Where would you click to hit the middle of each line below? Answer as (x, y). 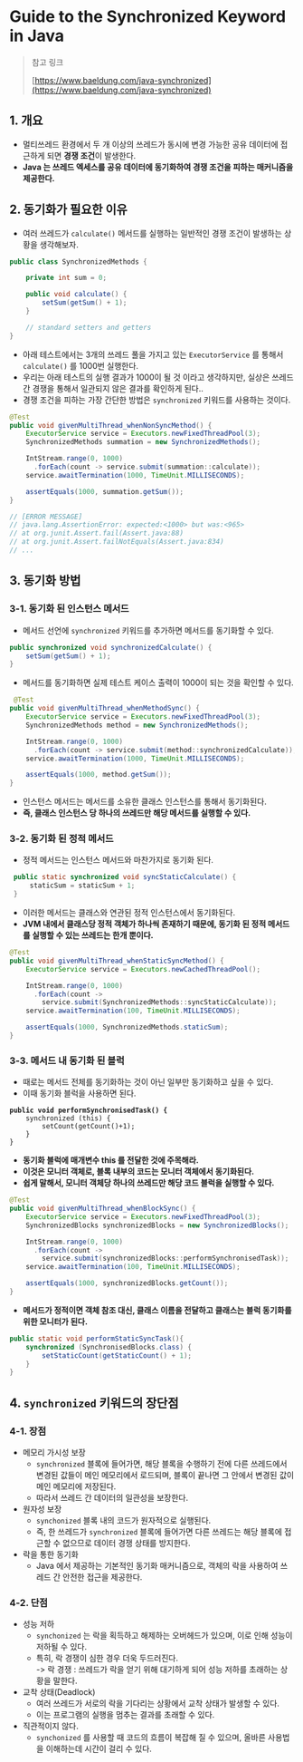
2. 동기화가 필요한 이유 (69, 210)
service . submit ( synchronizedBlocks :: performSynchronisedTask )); (166, 1259)
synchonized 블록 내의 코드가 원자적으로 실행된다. (123, 1521)
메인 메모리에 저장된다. (76, 1486)
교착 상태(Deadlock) (59, 1692)
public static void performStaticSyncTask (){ (96, 1339)
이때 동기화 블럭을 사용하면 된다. (79, 1093)
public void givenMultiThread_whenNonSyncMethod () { (111, 425)
